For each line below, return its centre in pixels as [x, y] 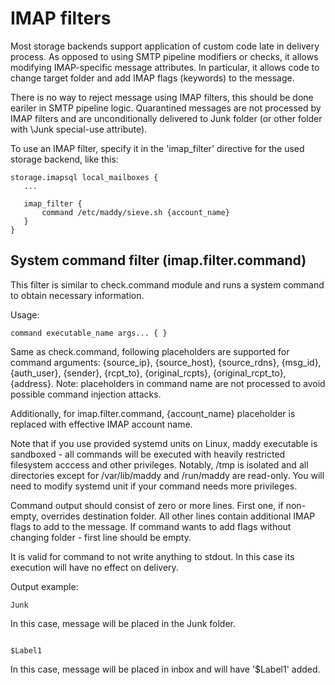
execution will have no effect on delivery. [94, 567]
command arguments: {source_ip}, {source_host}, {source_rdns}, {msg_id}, [166, 362]
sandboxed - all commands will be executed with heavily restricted [148, 454]
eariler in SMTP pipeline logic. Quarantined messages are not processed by [166, 108]
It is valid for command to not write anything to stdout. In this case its [152, 556]
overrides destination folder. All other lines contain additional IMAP [178, 516]
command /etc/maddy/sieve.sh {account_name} [135, 212]
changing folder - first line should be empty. [101, 537]
